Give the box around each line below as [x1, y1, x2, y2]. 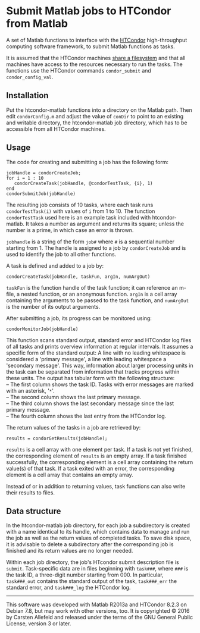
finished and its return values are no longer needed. [6, 547, 133, 554]
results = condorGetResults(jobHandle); [6, 435, 108, 441]
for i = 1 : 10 [6, 175, 44, 181]
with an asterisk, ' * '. [6, 387, 55, 394]
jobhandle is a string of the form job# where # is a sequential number [6, 238, 174, 245]
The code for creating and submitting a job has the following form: [6, 158, 168, 165]
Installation [6, 90, 49, 101]
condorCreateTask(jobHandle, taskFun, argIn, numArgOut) [6, 274, 151, 280]
